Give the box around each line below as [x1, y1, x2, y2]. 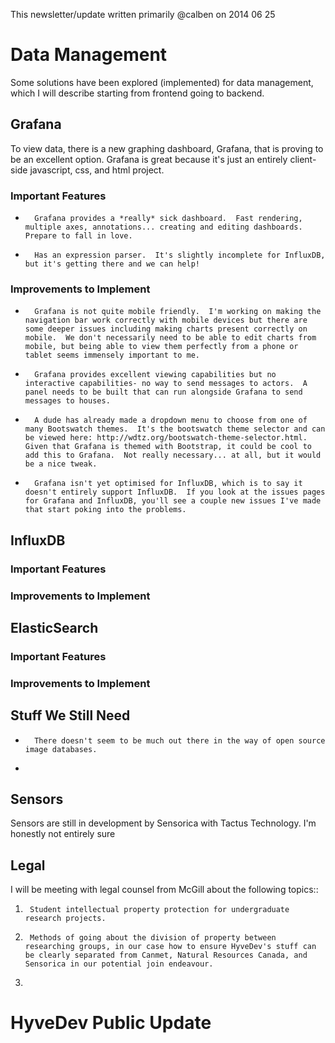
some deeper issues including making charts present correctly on [24, 324, 308, 334]
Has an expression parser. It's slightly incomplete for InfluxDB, [34, 250, 326, 261]
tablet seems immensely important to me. [24, 350, 200, 361]
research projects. [24, 914, 107, 924]
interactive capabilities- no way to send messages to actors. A [24, 379, 308, 389]
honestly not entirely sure [10, 828, 116, 840]
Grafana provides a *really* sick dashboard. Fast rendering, [34, 214, 303, 224]
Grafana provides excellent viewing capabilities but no [34, 370, 277, 380]
